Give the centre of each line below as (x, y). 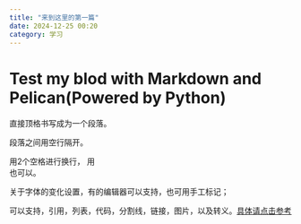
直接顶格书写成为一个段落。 (60, 124)
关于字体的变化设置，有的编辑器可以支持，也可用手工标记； (119, 192)
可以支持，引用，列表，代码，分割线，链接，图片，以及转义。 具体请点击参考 (150, 211)
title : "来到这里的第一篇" (54, 17)
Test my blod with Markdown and (136, 78)
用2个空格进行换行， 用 (52, 161)
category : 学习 (36, 34)
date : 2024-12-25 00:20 (54, 26)
